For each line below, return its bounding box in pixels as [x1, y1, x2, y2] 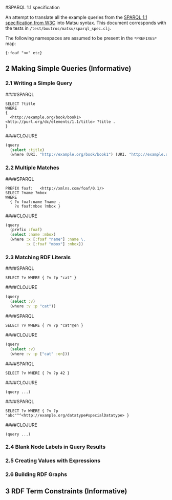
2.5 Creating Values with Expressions [5, 457, 101, 464]
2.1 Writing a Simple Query [5, 79, 73, 87]
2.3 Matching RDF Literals [5, 254, 71, 261]
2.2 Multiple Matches [5, 164, 60, 171]
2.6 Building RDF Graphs [5, 471, 68, 478]
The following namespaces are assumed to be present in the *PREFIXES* [5, 35, 157, 41]
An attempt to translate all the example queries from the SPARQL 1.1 [5, 14, 147, 20]
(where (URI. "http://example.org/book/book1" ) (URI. [10, 152, 127, 157]
